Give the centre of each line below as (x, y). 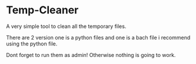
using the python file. (32, 44)
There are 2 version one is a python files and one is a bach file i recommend (98, 37)
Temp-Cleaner (42, 10)
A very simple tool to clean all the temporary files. (66, 26)
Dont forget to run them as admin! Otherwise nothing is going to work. (91, 55)
